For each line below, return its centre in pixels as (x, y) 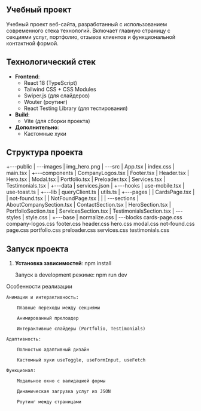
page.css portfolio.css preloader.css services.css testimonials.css (88, 230)
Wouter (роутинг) (45, 102)
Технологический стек (51, 62)
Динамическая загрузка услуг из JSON (64, 392)
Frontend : (27, 76)
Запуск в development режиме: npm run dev (71, 275)
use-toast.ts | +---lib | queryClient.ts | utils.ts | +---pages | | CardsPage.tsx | (100, 192)
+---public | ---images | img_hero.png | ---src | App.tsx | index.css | (91, 167)
